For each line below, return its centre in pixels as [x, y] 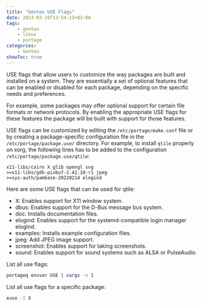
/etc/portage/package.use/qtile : [48, 156]
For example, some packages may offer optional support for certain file [96, 105]
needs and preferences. [36, 93]
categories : [21, 46]
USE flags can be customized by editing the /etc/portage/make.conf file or [100, 130]
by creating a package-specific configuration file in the [75, 137]
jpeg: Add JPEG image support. [54, 239]
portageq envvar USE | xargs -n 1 [50, 275]
